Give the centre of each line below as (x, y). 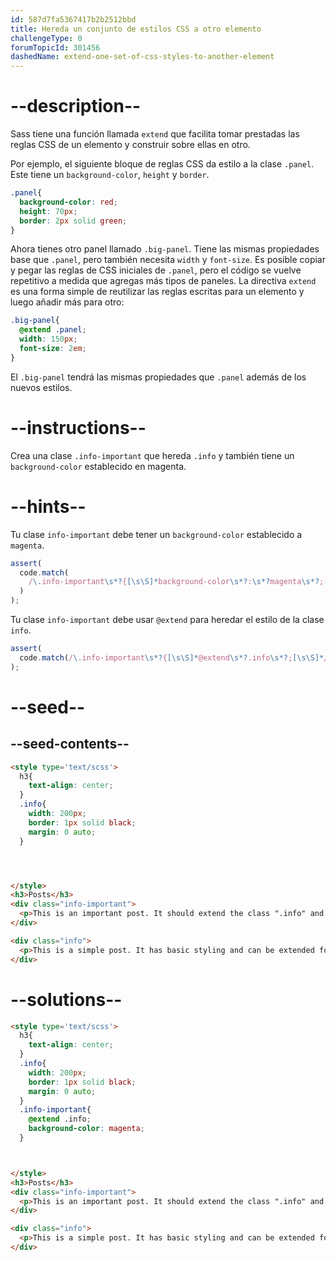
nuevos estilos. (41, 387)
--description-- (76, 106)
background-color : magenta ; (86, 1129)
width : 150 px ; (48, 339)
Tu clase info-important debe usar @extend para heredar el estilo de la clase (167, 620)
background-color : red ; (68, 202)
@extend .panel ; (53, 330)
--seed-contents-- (70, 744)
